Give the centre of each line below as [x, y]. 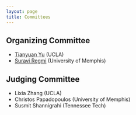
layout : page [22, 11]
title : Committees [28, 17]
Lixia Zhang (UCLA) [38, 93]
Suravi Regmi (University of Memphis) [60, 61]
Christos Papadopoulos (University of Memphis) [72, 99]
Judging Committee [43, 79]
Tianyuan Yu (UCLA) [39, 55]
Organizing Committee [48, 41]
